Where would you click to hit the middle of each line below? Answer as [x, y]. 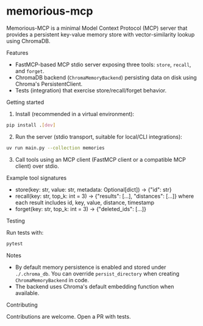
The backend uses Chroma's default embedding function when [94, 286]
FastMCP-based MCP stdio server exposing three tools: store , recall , [103, 64]
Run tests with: [25, 232]
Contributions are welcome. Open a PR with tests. [69, 316]
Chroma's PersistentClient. [49, 84]
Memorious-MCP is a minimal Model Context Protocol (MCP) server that [97, 28]
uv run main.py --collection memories [55, 148]
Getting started [25, 102]
